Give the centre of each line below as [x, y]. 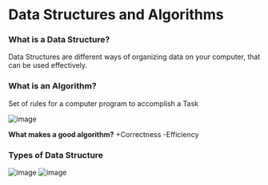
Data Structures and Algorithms [116, 15]
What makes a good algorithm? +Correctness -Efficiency [104, 134]
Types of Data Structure [56, 155]
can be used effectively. [48, 65]
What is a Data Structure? [59, 40]
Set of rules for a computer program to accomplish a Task [104, 103]
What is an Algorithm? [53, 86]
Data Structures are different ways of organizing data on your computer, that [134, 57]
